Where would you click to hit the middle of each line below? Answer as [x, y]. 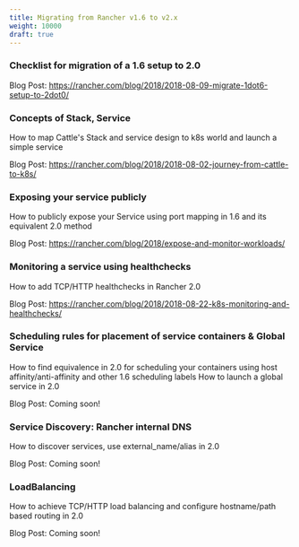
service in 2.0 [34, 386]
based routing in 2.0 [46, 516]
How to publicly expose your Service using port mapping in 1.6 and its [138, 217]
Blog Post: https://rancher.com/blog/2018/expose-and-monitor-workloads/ [147, 244]
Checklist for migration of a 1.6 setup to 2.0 [105, 65]
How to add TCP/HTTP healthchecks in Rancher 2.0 [105, 286]
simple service [36, 147]
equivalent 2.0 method [51, 226]
